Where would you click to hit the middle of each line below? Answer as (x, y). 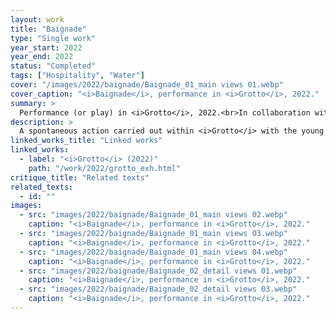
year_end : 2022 (42, 57)
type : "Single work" (53, 38)
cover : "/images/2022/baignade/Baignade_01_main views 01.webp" (147, 85)
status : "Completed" (53, 66)
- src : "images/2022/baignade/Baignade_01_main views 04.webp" (153, 252)
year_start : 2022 (46, 47)
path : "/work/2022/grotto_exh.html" (105, 168)
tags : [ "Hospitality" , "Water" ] (77, 76)
